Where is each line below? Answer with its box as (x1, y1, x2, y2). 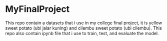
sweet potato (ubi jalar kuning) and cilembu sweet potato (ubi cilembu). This (5, 25, 162, 31)
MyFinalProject (5, 3, 70, 15)
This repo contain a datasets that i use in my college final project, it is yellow (5, 20, 162, 26)
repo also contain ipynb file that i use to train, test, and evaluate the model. (5, 30, 159, 36)
